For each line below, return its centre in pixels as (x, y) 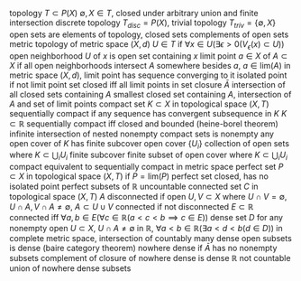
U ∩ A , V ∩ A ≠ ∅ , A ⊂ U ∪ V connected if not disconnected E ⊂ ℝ (132, 207)
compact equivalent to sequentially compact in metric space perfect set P (146, 167)
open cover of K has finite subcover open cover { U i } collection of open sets (150, 144)
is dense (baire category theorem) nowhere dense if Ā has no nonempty (143, 248)
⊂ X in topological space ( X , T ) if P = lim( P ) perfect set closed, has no (139, 176)
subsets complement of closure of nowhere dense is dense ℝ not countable (150, 258)
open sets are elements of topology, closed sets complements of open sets (149, 34)
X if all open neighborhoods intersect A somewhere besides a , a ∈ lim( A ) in (150, 65)
